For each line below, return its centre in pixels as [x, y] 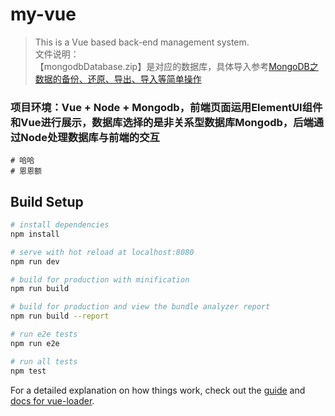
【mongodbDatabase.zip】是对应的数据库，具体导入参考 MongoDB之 [176, 66]
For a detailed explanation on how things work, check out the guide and [158, 390]
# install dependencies [60, 225]
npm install [35, 234]
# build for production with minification [100, 279]
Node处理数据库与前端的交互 [90, 137]
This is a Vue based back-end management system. [142, 42]
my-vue [43, 14]
